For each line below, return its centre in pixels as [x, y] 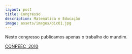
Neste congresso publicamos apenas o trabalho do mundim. [66, 37]
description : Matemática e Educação [43, 18]
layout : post [18, 9]
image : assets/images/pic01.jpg [38, 23]
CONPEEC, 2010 [22, 46]
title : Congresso [23, 14]
